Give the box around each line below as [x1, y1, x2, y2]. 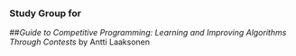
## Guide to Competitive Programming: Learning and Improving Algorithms [9, 28, 287, 38]
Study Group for [9, 7, 81, 20]
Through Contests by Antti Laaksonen [9, 36, 151, 47]
